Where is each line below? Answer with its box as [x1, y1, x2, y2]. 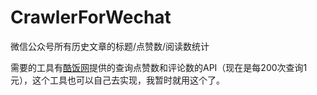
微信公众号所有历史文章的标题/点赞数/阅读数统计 [10, 40, 210, 52]
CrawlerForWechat [10, 6, 172, 29]
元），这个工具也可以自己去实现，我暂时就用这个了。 [10, 74, 225, 86]
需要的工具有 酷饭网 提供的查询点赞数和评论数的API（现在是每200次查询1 [10, 61, 308, 73]
